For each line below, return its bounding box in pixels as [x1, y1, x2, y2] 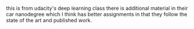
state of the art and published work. [6, 17, 92, 23]
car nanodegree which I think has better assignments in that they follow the [6, 11, 188, 18]
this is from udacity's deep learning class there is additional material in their [6, 5, 188, 11]
